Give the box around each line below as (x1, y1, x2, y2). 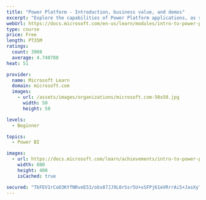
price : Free (6, 32, 37, 38)
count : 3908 (12, 49, 43, 55)
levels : (6, 117, 26, 123)
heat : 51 (6, 60, 29, 66)
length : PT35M (6, 37, 43, 44)
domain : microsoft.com (12, 83, 70, 89)
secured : (6, 184, 29, 190)
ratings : (6, 44, 29, 50)
